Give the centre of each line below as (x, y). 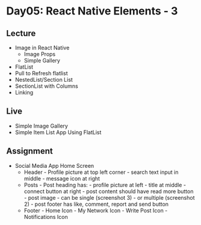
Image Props (40, 54)
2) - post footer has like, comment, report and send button (96, 204)
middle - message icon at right (62, 178)
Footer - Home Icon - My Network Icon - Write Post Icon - (96, 210)
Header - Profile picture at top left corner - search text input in (101, 172)
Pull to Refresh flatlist (41, 73)
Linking (24, 92)
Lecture (21, 33)
